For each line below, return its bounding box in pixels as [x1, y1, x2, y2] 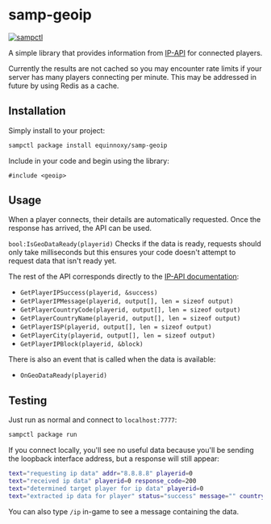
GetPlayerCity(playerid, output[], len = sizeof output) [19, 332, 216, 340]
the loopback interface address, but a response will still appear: [8, 454, 220, 463]
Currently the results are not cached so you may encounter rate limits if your [8, 63, 262, 73]
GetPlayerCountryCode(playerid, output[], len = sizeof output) [19, 306, 241, 314]
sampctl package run [8, 430, 78, 439]
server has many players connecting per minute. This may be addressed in [8, 72, 256, 82]
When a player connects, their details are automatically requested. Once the [8, 215, 261, 224]
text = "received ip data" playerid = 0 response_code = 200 [8, 477, 197, 485]
